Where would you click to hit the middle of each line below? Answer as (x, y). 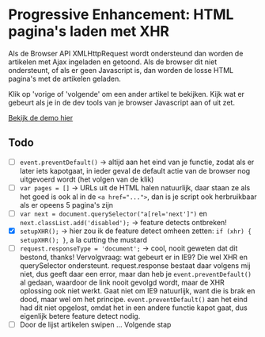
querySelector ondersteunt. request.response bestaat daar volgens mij (135, 266)
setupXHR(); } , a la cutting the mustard (83, 240)
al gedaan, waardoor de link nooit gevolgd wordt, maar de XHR (122, 282)
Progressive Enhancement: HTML (121, 15)
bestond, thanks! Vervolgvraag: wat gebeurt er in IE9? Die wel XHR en (133, 257)
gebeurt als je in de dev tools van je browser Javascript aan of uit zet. (122, 102)
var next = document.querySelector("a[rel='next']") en (114, 213)
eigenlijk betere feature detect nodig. (80, 316)
